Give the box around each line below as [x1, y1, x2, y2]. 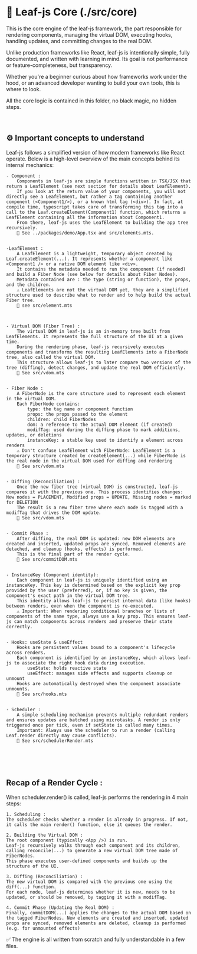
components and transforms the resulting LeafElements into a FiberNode [6, 349, 189, 355]
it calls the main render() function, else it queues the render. [6, 821, 173, 828]
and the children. [6, 281, 51, 288]
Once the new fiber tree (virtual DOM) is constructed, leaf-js [17, 484, 178, 490]
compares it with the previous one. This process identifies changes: [6, 489, 183, 495]
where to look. [6, 85, 41, 92]
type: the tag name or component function [27, 406, 133, 412]
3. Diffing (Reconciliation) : [6, 873, 83, 879]
